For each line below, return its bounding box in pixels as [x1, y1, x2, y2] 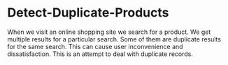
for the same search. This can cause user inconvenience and [7, 42, 183, 50]
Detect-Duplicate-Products [7, 5, 169, 21]
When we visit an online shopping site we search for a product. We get [7, 28, 211, 36]
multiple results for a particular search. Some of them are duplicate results [7, 35, 222, 43]
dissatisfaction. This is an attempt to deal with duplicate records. [7, 50, 194, 58]
